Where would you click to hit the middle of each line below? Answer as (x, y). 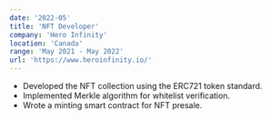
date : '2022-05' (40, 18)
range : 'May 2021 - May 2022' (67, 52)
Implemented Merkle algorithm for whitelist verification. (126, 95)
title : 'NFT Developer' (55, 26)
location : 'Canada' (46, 43)
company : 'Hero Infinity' (58, 35)
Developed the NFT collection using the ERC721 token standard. (142, 86)
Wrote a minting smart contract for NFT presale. (112, 105)
